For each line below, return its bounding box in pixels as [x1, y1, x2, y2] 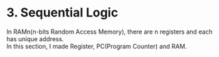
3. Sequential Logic [6, 5, 118, 21]
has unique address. [6, 34, 65, 43]
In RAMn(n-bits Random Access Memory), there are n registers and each [6, 27, 213, 36]
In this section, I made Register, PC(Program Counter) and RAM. [6, 42, 187, 50]
